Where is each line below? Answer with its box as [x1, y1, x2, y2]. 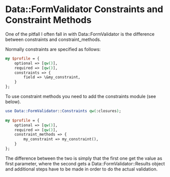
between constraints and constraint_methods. [5, 36, 101, 42]
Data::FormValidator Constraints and [5, 4, 163, 15]
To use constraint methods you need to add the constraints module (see [5, 94, 156, 100]
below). [5, 99, 21, 105]
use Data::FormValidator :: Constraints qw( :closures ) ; [5, 109, 122, 114]
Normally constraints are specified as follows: [5, 46, 101, 52]
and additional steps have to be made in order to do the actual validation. [5, 166, 158, 172]
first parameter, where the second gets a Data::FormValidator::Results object [5, 160, 165, 166]
